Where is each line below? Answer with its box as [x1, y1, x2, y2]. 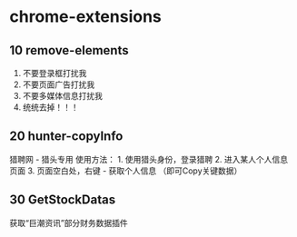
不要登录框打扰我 [22, 68, 87, 78]
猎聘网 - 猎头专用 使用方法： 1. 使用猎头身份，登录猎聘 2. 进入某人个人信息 [9, 153, 289, 164]
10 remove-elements [9, 43, 129, 58]
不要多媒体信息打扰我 [22, 91, 103, 101]
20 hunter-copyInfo [9, 129, 124, 144]
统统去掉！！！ [22, 102, 79, 113]
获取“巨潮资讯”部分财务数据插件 [9, 217, 129, 228]
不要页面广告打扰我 [22, 79, 95, 90]
